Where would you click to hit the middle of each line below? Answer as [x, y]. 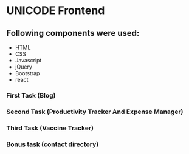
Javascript [28, 60]
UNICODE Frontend [56, 11]
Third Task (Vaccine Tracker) [50, 128]
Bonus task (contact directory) [53, 144]
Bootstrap [27, 73]
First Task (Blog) [31, 95]
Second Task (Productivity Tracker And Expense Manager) [95, 112]
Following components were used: [73, 33]
